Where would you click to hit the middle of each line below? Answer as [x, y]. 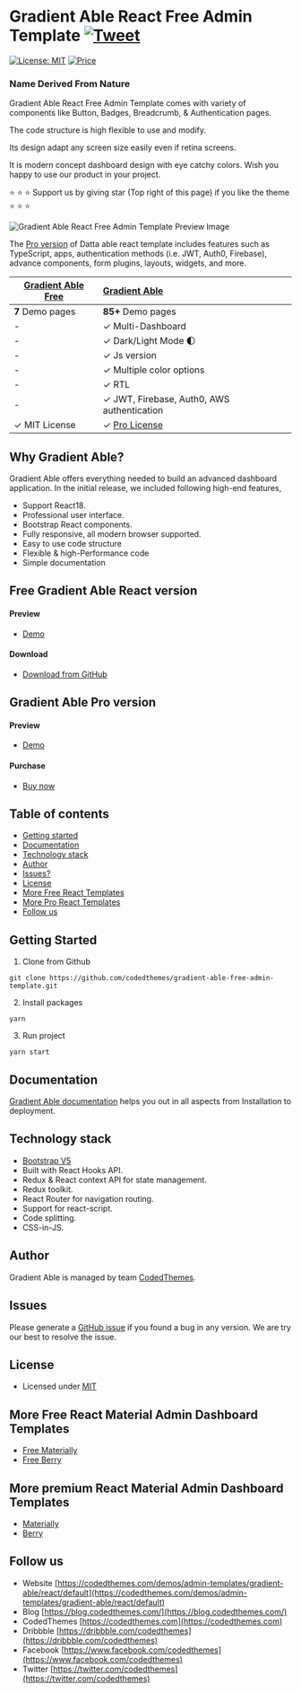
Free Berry [42, 1460]
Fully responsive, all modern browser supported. [112, 534]
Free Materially [50, 1451]
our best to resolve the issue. [63, 1337]
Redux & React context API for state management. [115, 1180]
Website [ [40, 1583]
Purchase [28, 766]
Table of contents [59, 814]
